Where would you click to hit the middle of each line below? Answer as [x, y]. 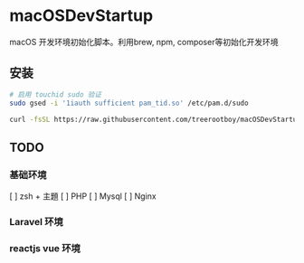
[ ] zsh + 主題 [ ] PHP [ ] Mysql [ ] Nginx [83, 196]
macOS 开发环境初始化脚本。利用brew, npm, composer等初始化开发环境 [144, 42]
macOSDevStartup [81, 16]
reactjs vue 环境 [45, 248]
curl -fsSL [30, 119]
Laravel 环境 [36, 221]
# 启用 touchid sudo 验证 [56, 94]
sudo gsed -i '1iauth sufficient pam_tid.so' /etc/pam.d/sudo [129, 103]
